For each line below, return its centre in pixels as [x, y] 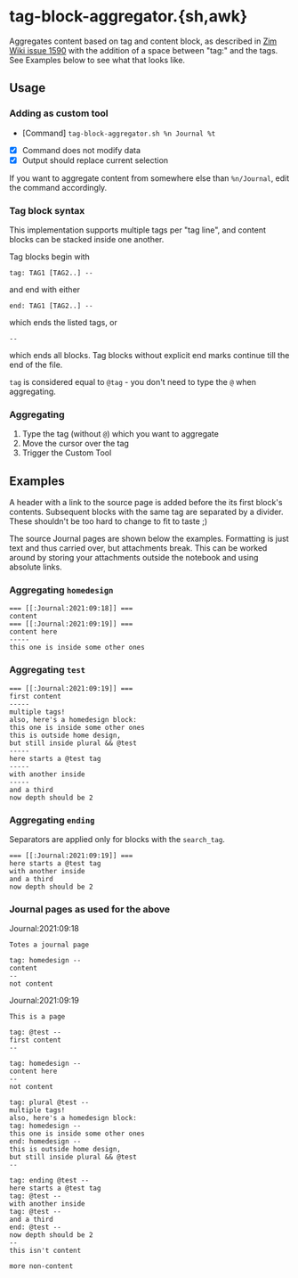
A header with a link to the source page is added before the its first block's [146, 503]
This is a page [37, 1017]
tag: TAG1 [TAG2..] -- [51, 274]
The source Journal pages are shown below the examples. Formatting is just [149, 539]
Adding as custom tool [59, 113]
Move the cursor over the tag [75, 444]
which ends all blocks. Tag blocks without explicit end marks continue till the [149, 356]
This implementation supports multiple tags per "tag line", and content [138, 230]
